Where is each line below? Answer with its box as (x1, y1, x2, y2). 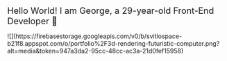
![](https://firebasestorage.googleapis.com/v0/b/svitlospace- (7, 32, 183, 40)
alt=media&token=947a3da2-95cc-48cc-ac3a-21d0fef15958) (7, 47, 184, 55)
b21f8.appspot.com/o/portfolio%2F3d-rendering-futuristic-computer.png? (7, 40, 220, 47)
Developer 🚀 (7, 16, 58, 26)
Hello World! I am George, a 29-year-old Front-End (7, 6, 215, 16)
